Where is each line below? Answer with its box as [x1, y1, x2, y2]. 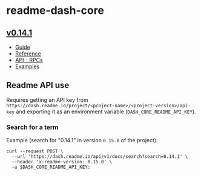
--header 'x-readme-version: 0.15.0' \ [12, 159, 113, 165]
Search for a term [6, 123, 59, 131]
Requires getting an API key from [6, 96, 89, 103]
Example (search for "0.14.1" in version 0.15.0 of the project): [6, 137, 159, 144]
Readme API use [6, 80, 70, 90]
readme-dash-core [6, 4, 105, 17]
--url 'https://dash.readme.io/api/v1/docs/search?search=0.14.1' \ [12, 154, 188, 160]
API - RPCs [15, 57, 44, 63]
